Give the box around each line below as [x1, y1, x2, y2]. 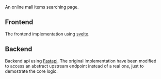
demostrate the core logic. [5, 68, 58, 74]
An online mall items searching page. [5, 4, 79, 10]
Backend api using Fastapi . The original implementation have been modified [5, 58, 157, 63]
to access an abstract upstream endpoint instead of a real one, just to [5, 63, 144, 69]
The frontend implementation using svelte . [5, 31, 90, 37]
